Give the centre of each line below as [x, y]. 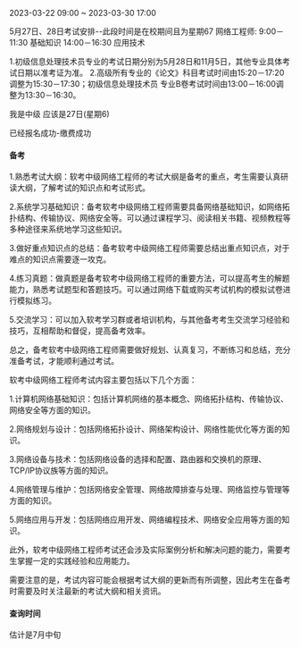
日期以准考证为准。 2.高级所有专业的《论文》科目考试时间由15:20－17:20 [150, 72]
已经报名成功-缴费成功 [50, 133]
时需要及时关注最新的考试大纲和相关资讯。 [87, 591]
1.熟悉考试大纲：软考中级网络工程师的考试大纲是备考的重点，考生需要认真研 [149, 177]
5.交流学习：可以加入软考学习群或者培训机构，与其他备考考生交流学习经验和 [150, 320]
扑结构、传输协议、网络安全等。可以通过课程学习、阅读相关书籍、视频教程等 [150, 218]
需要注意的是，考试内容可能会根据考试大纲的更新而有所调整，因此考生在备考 [150, 580]
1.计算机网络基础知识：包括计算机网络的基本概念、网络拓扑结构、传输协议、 [149, 399]
